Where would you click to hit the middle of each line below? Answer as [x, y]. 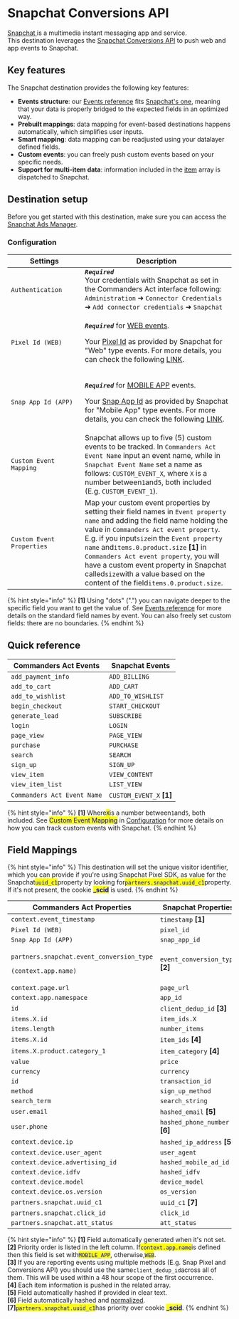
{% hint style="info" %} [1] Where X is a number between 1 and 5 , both [106, 813]
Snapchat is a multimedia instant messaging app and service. [97, 33]
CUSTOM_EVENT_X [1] [141, 795]
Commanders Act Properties [82, 907]
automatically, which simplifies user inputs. [81, 131]
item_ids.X [178, 1019]
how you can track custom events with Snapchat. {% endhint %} [102, 828]
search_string [184, 1101]
